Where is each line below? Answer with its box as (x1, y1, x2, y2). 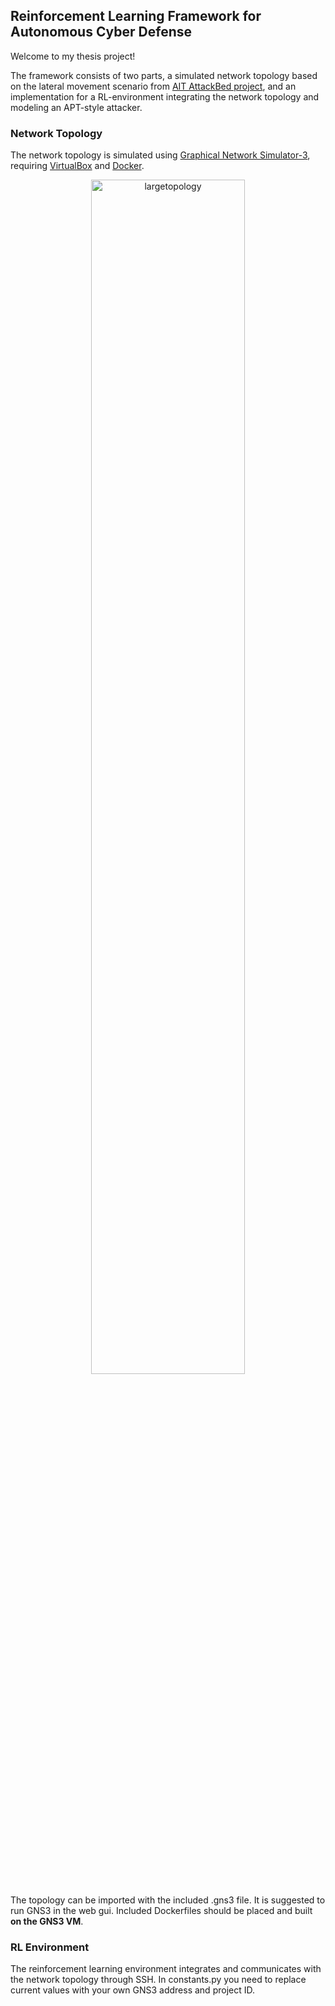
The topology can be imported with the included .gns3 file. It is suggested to (10, 1894, 326, 1906)
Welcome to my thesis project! (10, 50, 136, 62)
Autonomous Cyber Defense (10, 24, 192, 41)
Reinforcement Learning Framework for (10, 8, 262, 25)
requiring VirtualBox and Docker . (10, 160, 145, 172)
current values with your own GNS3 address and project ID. (10, 1984, 255, 1996)
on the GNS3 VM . (10, 1915, 84, 1928)
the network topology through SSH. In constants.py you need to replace (10, 1974, 307, 1986)
